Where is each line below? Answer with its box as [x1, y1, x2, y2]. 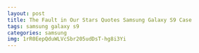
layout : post [7, 10, 45, 17]
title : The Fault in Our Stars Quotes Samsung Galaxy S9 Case [7, 17, 192, 23]
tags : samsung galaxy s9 [7, 23, 80, 30]
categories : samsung [7, 29, 68, 36]
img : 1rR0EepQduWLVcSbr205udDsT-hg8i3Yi [7, 36, 127, 43]
